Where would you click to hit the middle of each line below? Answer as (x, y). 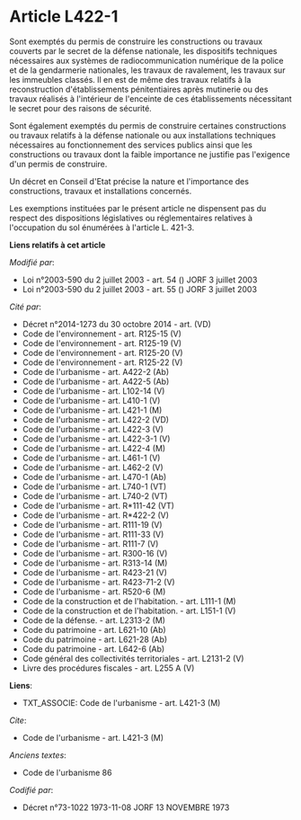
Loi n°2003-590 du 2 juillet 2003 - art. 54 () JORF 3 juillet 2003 (140, 280)
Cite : (18, 720)
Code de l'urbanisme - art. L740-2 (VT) (95, 495)
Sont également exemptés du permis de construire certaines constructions (148, 125)
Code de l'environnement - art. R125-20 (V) (102, 352)
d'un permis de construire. (58, 164)
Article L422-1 (64, 17)
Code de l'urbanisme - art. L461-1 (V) (91, 458)
